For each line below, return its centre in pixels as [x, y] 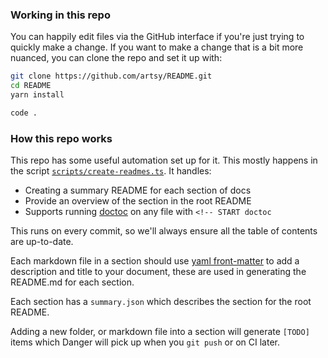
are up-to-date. [42, 242]
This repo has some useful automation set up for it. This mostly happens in [164, 160]
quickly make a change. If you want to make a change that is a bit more [157, 47]
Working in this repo [60, 15]
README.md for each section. [72, 282]
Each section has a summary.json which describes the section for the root [161, 302]
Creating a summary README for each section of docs [138, 190]
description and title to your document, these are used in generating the [158, 272]
